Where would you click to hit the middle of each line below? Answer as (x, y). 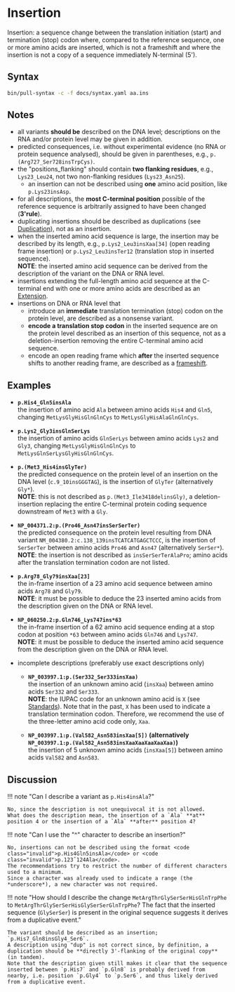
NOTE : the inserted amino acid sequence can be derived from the (113, 266)
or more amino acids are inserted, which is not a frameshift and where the (114, 47)
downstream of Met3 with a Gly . (62, 511)
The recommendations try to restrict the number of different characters (117, 866)
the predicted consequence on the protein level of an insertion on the (117, 474)
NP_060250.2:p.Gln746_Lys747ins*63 (69, 620)
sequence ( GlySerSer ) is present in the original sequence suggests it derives (118, 913)
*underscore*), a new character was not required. (83, 885)
